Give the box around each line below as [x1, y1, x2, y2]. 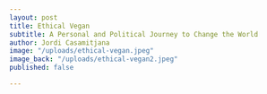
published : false [9, 64, 74, 73]
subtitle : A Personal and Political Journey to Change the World [9, 30, 258, 38]
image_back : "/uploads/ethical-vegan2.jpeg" [9, 55, 178, 64]
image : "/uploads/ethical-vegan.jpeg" [9, 47, 154, 56]
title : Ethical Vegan [9, 21, 90, 30]
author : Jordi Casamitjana [9, 38, 110, 47]
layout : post [9, 13, 58, 22]
